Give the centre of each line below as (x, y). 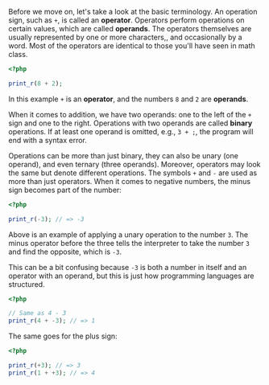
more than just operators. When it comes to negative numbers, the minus (130, 181)
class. (18, 54)
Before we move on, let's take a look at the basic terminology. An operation (133, 12)
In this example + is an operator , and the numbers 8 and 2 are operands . (128, 99)
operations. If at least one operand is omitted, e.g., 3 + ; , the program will (131, 131)
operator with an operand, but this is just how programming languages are (131, 276)
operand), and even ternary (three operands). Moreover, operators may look (134, 164)
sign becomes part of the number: (65, 190)
